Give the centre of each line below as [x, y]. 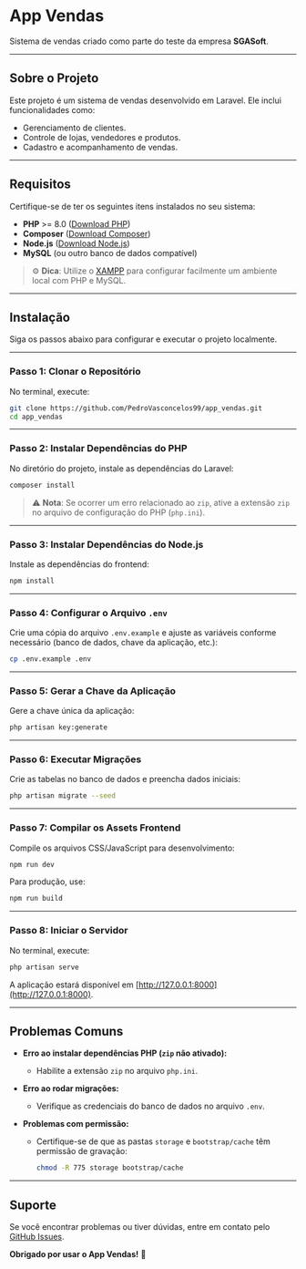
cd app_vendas [36, 417]
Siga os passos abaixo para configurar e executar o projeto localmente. [143, 339]
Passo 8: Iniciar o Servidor [69, 931]
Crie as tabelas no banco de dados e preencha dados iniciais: [125, 779]
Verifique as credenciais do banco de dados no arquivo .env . [151, 1106]
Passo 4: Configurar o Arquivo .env [89, 613]
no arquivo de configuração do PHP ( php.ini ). [118, 512]
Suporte [33, 1205]
